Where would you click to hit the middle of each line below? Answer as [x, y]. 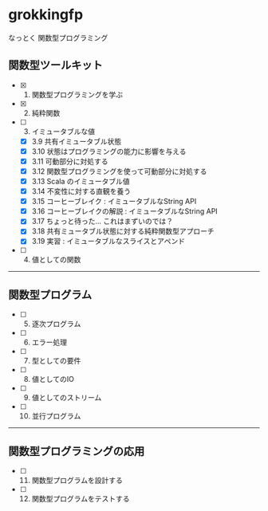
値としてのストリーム [67, 398]
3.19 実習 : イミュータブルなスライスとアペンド [108, 242]
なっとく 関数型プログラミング [58, 37]
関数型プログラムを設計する [77, 481]
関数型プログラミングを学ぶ [77, 94]
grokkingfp [46, 15]
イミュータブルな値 [63, 131]
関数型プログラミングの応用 [77, 451]
